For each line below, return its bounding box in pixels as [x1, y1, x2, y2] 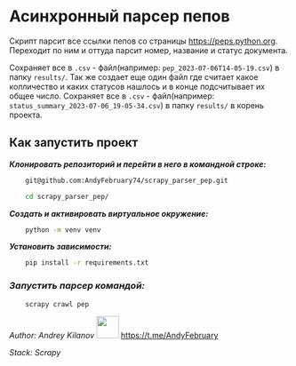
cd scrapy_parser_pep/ [25, 192, 109, 201]
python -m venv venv [25, 225, 101, 235]
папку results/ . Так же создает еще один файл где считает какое [9, 71, 259, 82]
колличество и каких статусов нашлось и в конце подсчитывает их [9, 81, 265, 91]
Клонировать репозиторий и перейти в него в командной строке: [9, 158, 267, 170]
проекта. [9, 109, 43, 120]
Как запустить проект [9, 135, 139, 150]
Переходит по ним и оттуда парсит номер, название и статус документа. [9, 44, 289, 55]
